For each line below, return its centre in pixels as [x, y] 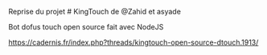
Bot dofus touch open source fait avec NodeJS [86, 27]
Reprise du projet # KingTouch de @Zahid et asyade [94, 12]
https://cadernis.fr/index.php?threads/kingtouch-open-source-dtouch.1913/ [133, 42]
